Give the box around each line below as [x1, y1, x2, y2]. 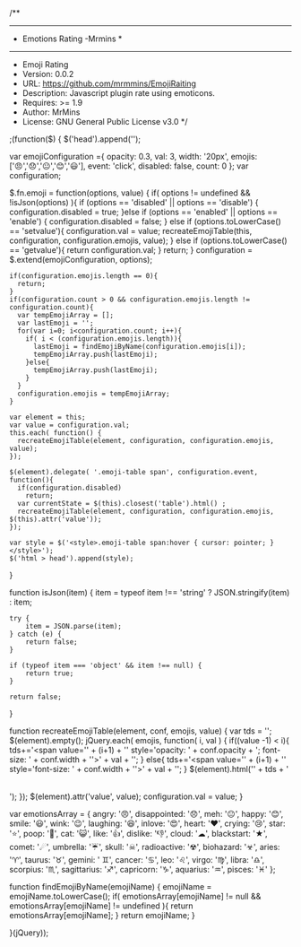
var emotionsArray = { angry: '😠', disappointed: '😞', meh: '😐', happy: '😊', [9, 809, 284, 819]
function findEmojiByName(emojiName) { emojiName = [9, 882, 212, 891]
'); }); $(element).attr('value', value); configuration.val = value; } [9, 791, 244, 802]
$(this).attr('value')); [9, 515, 102, 524]
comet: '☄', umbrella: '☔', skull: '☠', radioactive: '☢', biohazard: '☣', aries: [9, 842, 280, 852]
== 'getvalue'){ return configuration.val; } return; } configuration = [9, 245, 254, 255]
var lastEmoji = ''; [17, 318, 94, 327]
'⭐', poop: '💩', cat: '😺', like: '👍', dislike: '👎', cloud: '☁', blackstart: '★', [9, 829, 268, 838]
